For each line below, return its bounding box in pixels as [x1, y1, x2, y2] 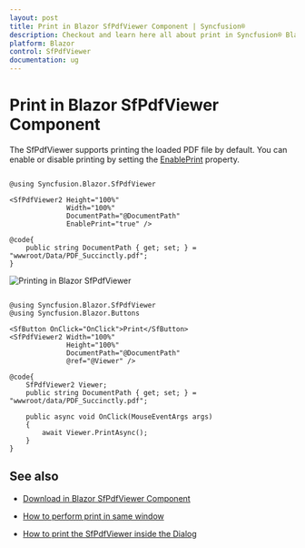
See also [9, 469, 59, 484]
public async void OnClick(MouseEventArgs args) [25, 411, 213, 421]
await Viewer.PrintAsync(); [42, 428, 148, 437]
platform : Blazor [9, 38, 75, 48]
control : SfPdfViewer [9, 47, 92, 56]
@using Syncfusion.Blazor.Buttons [9, 309, 141, 318]
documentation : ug [9, 56, 79, 65]
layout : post [9, 13, 59, 23]
